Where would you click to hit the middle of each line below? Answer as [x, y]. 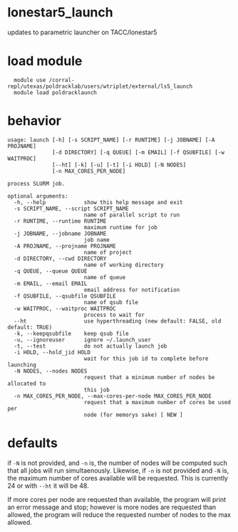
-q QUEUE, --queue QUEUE [51, 271]
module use [30, 80]
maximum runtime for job [121, 227]
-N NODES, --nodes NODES [51, 371]
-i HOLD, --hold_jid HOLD [52, 352]
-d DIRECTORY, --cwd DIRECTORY [60, 259]
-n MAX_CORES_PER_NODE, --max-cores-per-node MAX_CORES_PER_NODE [113, 396]
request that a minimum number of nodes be [149, 377]
